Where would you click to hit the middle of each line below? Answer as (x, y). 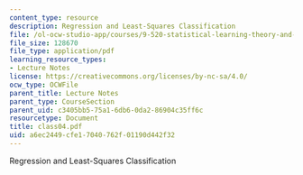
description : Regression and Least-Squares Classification (123, 26)
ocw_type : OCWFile (44, 85)
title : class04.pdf (46, 127)
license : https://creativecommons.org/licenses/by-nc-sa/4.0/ (129, 77)
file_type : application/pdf (62, 51)
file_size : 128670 (44, 43)
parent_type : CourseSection (62, 101)
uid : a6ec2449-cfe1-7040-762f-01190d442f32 (92, 135)
